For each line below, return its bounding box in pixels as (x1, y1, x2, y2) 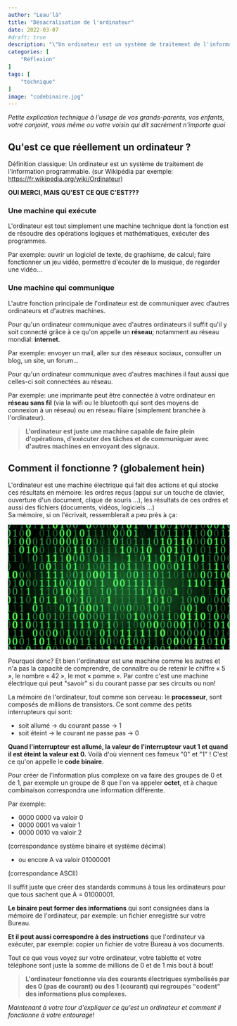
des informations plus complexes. (25, 989, 127, 998)
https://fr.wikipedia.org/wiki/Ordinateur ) (8, 175, 123, 183)
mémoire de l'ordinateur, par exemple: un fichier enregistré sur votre (8, 911, 206, 920)
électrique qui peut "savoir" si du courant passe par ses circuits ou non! (8, 679, 217, 688)
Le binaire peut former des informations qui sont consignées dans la (8, 904, 210, 912)
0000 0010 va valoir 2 (18, 828, 82, 837)
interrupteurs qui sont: (8, 707, 73, 716)
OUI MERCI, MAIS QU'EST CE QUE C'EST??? (8, 189, 139, 197)
